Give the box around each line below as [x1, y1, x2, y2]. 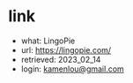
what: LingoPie [20, 35, 76, 46]
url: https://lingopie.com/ [20, 44, 112, 55]
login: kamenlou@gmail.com [20, 64, 124, 74]
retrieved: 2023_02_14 [20, 54, 101, 64]
